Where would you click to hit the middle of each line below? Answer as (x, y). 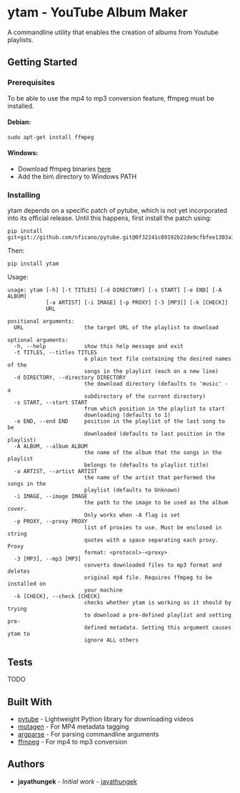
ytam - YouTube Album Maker (97, 13)
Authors (26, 764)
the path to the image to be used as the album (156, 503)
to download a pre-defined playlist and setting (158, 615)
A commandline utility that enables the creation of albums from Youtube (113, 32)
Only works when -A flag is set (132, 515)
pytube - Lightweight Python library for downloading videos (106, 719)
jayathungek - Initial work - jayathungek (77, 781)
